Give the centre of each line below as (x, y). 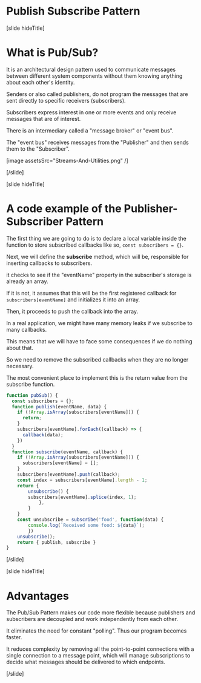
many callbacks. (27, 329)
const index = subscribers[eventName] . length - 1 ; (82, 480)
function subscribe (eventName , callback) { (67, 452)
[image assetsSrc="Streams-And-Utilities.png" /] (67, 160)
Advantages (38, 596)
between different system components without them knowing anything (94, 76)
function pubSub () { (32, 395)
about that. (20, 348)
